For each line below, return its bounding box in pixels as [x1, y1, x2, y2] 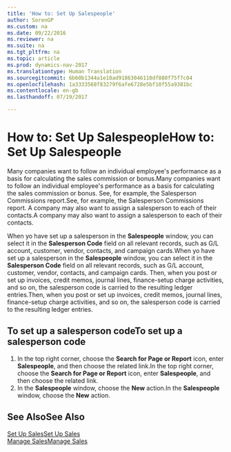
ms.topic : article [7, 55, 60, 62]
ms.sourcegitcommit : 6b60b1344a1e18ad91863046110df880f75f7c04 [7, 74, 193, 82]
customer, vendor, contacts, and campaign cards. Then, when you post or [7, 268, 217, 276]
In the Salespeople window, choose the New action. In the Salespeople [17, 384, 220, 392]
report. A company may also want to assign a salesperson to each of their [7, 203, 217, 211]
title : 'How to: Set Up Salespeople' [7, 10, 116, 17]
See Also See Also [7, 411, 85, 423]
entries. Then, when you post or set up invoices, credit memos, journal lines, [7, 290, 223, 299]
